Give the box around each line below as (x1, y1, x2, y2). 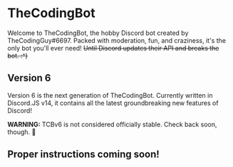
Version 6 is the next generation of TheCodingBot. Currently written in (7, 91, 213, 99)
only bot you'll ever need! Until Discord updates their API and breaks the (7, 44, 219, 52)
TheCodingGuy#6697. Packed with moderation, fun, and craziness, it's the (7, 36, 227, 44)
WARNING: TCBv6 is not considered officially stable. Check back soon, (7, 120, 217, 128)
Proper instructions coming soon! (7, 148, 160, 161)
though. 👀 (7, 127, 36, 136)
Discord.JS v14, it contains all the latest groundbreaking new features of (7, 98, 219, 107)
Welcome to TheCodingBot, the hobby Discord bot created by (7, 29, 189, 37)
